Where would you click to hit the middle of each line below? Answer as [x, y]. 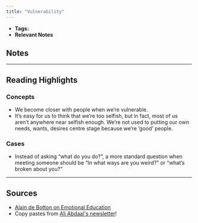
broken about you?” [39, 169]
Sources [22, 193]
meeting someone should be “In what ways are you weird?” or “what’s [100, 163]
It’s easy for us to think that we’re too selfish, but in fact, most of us [96, 116]
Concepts [21, 97]
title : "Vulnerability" [35, 12]
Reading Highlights [42, 80]
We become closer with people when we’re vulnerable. [81, 110]
